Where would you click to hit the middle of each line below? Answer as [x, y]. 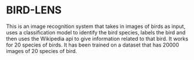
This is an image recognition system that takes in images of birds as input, [96, 26]
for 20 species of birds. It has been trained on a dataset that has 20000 [93, 45]
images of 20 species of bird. [42, 51]
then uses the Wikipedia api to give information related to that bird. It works [97, 38]
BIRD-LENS [34, 10]
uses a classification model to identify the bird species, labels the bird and [96, 32]
